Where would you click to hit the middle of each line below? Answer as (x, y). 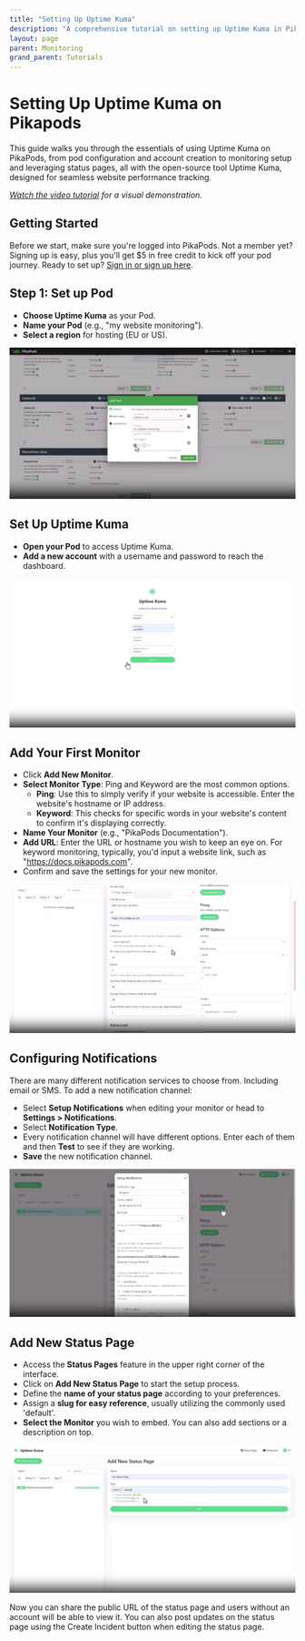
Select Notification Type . (70, 1127)
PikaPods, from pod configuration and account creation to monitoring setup (151, 158)
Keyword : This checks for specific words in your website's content (162, 814)
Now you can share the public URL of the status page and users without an (150, 1607)
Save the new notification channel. (87, 1156)
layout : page (34, 38)
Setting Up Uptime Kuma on (116, 104)
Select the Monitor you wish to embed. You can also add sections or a (155, 1423)
